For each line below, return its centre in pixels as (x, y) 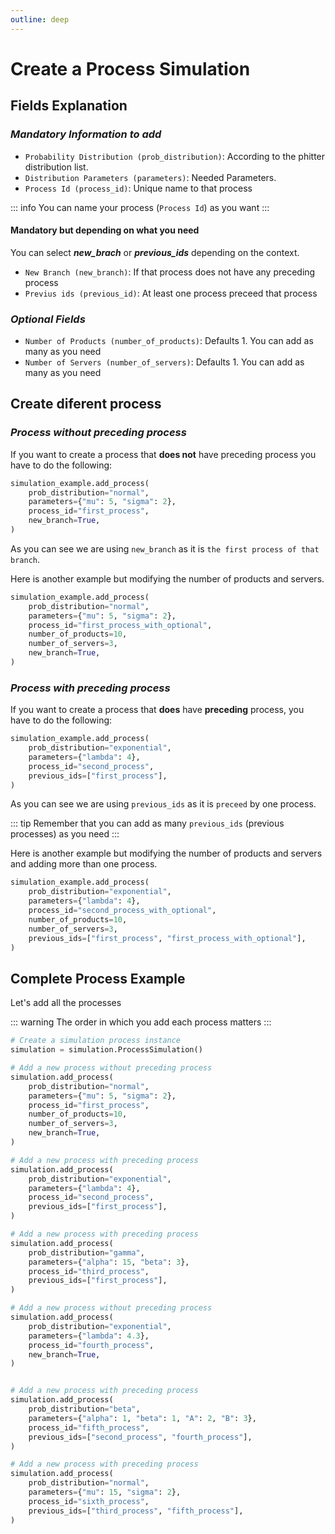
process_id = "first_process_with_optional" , (120, 625)
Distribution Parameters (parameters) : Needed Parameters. (150, 177)
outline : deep (40, 19)
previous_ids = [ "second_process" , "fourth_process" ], (140, 1437)
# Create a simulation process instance (96, 1041)
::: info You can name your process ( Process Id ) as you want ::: (140, 207)
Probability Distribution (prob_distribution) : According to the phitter (175, 156)
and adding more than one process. (84, 864)
